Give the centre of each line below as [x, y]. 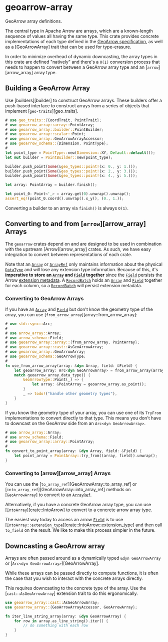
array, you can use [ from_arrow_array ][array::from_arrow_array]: [71, 314]
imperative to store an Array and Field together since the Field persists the [84, 275]
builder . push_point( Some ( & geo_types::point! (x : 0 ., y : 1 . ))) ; [71, 166]
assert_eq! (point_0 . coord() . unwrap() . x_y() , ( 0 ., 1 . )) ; [64, 198]
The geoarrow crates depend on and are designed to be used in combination [83, 244]
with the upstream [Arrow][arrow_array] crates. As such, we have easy [78, 249]
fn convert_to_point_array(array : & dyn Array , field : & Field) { [73, 451]
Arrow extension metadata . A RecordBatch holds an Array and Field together [84, 280]
